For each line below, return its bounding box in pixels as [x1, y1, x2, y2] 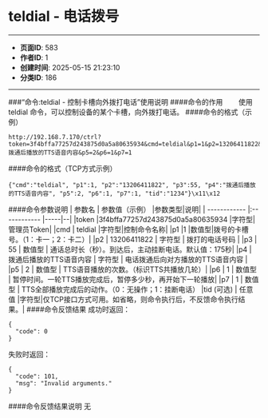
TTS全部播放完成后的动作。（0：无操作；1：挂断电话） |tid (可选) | [21, 285, 238, 294]
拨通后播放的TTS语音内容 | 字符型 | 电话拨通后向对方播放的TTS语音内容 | [8, 254, 248, 264]
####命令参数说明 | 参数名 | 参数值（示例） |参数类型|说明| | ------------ [8, 205, 246, 214]
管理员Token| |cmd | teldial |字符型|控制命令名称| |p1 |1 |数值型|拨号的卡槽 [8, 225, 249, 234]
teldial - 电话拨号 [8, 7, 120, 26]
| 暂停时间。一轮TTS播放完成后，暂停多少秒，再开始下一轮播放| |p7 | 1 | [8, 274, 243, 284]
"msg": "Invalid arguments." [15, 379, 112, 388]
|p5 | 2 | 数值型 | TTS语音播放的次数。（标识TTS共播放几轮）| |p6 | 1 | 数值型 [8, 265, 258, 274]
